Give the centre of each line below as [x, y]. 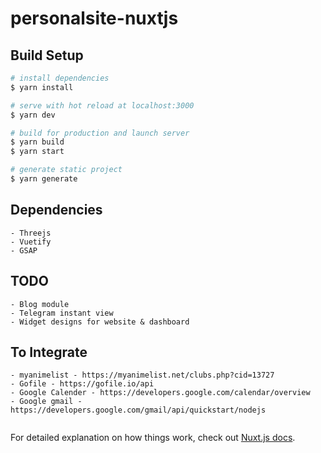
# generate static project [66, 170]
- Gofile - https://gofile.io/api [82, 384]
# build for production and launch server [100, 133]
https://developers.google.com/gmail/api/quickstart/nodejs [138, 410]
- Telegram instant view [62, 313]
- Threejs [31, 233]
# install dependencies [60, 78]
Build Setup [47, 55]
